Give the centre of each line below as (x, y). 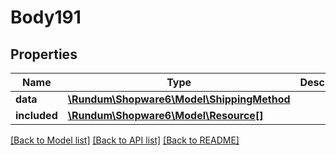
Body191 (46, 17)
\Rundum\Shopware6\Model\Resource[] (165, 115)
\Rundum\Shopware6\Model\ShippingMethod (179, 99)
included (36, 115)
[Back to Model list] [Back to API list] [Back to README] (125, 140)
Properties (44, 54)
